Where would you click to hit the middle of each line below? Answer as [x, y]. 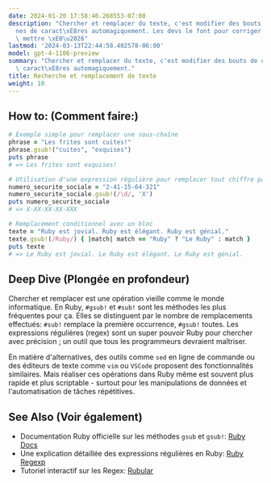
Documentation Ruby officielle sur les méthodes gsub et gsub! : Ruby [133, 436]
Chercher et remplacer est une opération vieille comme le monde [117, 299]
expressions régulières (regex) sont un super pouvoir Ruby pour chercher [130, 333]
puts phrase [28, 157]
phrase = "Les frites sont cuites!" [70, 142]
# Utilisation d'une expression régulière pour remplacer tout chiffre [131, 179]
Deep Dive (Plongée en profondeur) [99, 279]
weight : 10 [27, 83]
